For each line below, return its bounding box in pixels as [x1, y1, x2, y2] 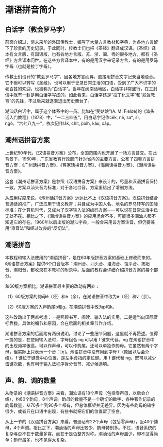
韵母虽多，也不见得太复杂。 [13, 437, 69, 443]
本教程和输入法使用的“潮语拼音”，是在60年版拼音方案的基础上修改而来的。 [5, 255, 154, 260]
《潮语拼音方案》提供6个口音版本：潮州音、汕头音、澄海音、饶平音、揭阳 [5, 260, 150, 266]
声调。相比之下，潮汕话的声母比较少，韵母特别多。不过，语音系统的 [20, 425, 157, 430]
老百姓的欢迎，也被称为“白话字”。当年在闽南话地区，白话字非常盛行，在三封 [5, 86, 158, 91]
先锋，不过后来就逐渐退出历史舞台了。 [15, 98, 92, 103]
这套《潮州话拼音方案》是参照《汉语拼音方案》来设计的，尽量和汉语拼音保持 [5, 178, 158, 184]
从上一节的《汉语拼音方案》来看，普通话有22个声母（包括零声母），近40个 [5, 419, 154, 425]
